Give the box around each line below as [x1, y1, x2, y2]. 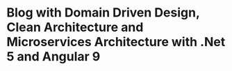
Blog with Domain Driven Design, [6, 5, 200, 21]
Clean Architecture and [6, 19, 144, 35]
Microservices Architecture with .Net [6, 34, 226, 50]
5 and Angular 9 [6, 49, 101, 65]
